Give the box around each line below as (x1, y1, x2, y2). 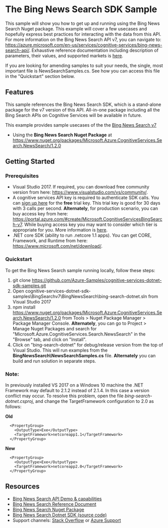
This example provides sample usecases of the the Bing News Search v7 (5, 122, 157, 128)
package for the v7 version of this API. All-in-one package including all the (5, 106, 160, 112)
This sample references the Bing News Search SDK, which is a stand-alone (5, 101, 161, 107)
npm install (12, 304, 36, 310)
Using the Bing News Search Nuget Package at (12, 132, 113, 138)
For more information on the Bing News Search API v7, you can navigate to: (5, 36, 161, 43)
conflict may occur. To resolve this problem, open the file (5, 393, 124, 399)
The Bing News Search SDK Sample (5, 4, 157, 15)
